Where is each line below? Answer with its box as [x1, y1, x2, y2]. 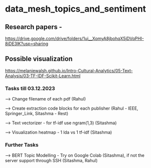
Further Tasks [5, 142, 39, 149]
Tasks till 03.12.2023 [5, 85, 55, 92]
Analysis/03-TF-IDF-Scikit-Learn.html [5, 73, 81, 79]
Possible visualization [5, 55, 73, 63]
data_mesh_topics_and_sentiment [5, 3, 147, 15]
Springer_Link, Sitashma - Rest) [5, 111, 68, 117]
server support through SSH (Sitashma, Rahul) [5, 158, 98, 164]
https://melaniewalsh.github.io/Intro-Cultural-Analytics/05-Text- [5, 67, 133, 73]
